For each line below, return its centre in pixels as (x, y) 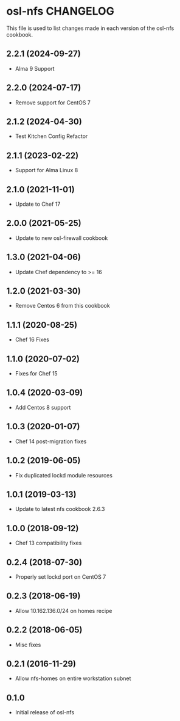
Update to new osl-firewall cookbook (61, 238)
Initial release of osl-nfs (45, 712)
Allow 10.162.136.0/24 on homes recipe (64, 610)
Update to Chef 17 (38, 204)
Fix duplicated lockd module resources (64, 475)
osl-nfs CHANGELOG (60, 11)
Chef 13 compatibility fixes (48, 543)
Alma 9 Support (35, 68)
